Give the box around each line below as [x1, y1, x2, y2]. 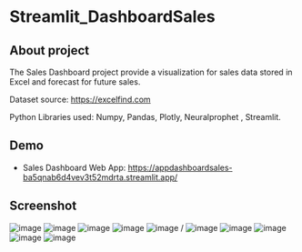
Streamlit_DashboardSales [9, 6, 216, 27]
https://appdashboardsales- [127, 162, 234, 173]
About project [9, 43, 89, 58]
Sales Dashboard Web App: [22, 162, 126, 173]
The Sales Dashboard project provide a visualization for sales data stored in [9, 66, 293, 77]
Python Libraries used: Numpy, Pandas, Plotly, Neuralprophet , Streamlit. [9, 112, 282, 122]
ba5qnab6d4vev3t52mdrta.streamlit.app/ [22, 171, 178, 183]
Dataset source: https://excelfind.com [9, 94, 152, 105]
